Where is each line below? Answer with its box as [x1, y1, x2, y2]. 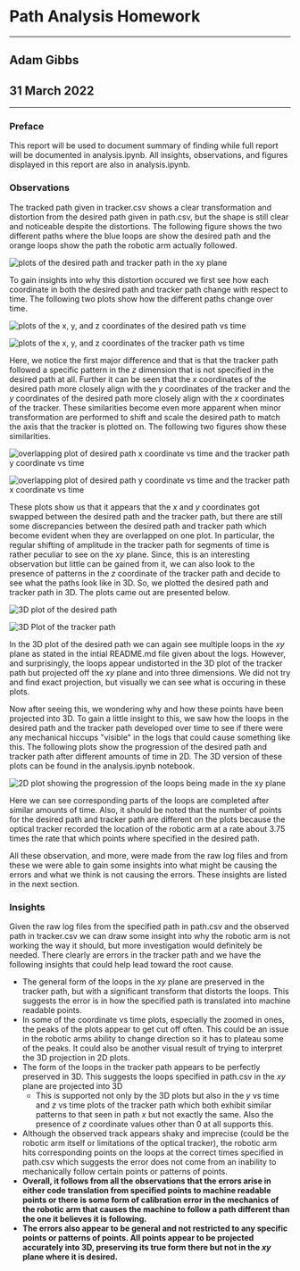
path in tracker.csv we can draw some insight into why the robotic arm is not [9, 931, 290, 942]
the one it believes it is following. [21, 1214, 147, 1225]
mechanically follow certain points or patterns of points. [21, 1167, 228, 1177]
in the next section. [9, 878, 80, 889]
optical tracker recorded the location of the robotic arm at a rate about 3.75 [9, 823, 286, 834]
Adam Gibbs [9, 53, 79, 68]
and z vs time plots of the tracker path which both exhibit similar [35, 1100, 272, 1110]
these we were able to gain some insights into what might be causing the [9, 860, 278, 870]
